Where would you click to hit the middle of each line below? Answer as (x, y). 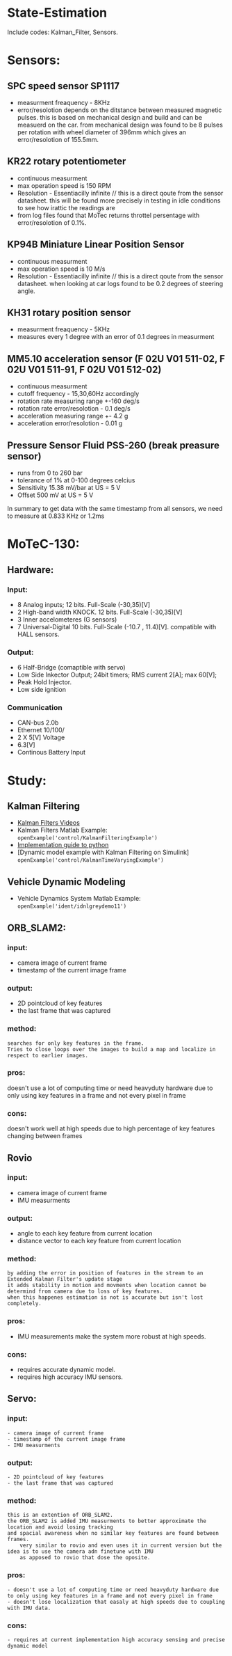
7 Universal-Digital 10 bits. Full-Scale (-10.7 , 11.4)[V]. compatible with (117, 626)
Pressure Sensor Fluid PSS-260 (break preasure (114, 445)
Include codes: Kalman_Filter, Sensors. (63, 32)
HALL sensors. (38, 634)
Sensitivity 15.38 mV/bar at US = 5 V (69, 488)
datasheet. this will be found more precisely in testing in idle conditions (119, 200)
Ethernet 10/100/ (41, 730)
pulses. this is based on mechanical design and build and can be (110, 117)
